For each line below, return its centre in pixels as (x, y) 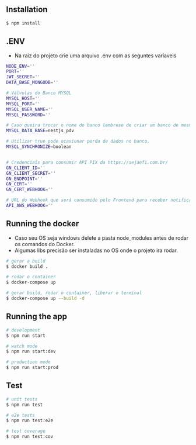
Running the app (36, 317)
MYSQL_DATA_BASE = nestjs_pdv (40, 131)
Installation (27, 10)
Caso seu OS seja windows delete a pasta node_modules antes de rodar (101, 238)
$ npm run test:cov (30, 437)
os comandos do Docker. (44, 244)
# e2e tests (20, 415)
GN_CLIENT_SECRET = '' (31, 173)
